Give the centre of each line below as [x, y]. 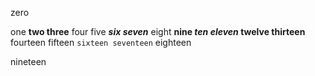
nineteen [28, 61]
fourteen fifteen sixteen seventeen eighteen [101, 42]
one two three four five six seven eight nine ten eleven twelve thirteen [158, 31]
